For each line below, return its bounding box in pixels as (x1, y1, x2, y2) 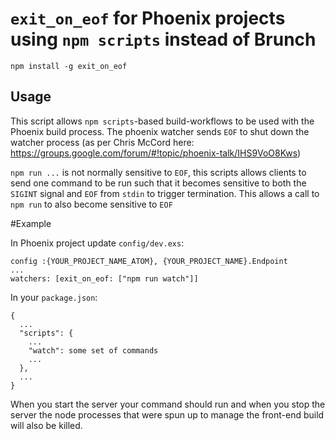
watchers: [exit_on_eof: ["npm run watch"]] (10, 273, 199, 284)
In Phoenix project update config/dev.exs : (10, 237, 185, 249)
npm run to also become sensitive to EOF (10, 198, 173, 210)
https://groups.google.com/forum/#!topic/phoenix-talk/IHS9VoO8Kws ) (10, 147, 302, 159)
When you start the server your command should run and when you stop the (10, 398, 326, 410)
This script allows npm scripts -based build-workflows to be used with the (10, 115, 315, 127)
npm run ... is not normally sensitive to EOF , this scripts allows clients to (10, 166, 307, 178)
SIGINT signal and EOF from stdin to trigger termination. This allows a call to (10, 187, 320, 199)
